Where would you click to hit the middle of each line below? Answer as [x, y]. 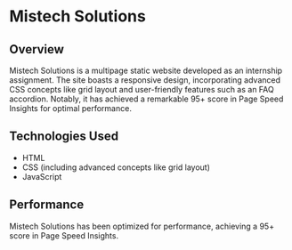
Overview [37, 49]
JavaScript [42, 176]
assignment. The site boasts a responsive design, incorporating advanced [145, 80]
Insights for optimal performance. [70, 108]
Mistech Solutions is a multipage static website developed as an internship [146, 70]
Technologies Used [64, 137]
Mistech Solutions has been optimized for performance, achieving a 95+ [142, 226]
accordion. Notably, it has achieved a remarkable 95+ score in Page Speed [146, 99]
